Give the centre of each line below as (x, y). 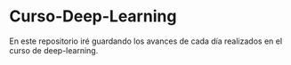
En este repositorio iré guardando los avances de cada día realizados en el (146, 41)
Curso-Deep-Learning (93, 16)
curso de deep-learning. (54, 50)
